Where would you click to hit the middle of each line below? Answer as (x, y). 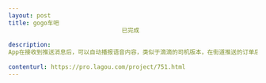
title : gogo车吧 (34, 23)
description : (30, 45)
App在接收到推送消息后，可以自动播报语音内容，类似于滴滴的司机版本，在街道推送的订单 (131, 52)
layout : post (30, 15)
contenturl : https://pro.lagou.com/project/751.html (97, 67)
